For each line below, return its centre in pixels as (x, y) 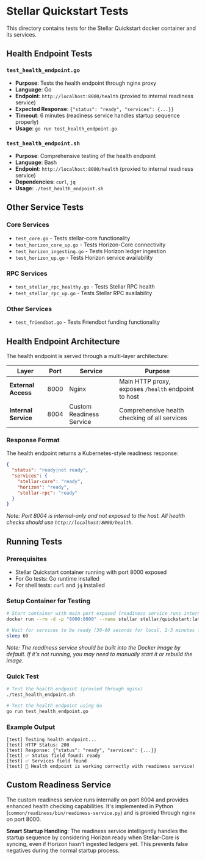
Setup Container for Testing (48, 601)
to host (129, 396)
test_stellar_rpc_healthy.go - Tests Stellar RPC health (85, 286)
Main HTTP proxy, (145, 381)
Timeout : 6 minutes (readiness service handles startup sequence (97, 115)
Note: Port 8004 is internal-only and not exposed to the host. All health (96, 516)
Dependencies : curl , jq (45, 182)
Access (20, 393)
